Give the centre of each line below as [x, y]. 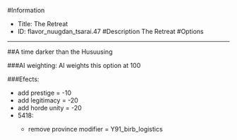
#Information [26, 10]
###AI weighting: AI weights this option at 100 [74, 65]
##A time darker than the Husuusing [60, 52]
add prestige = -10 [44, 93]
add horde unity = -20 [50, 108]
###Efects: [23, 79]
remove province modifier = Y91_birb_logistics [96, 129]
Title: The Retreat [43, 24]
